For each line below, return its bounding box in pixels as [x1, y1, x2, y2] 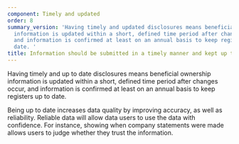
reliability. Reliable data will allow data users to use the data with [7, 113, 196, 121]
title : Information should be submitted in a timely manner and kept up [7, 50, 228, 57]
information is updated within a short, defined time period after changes [7, 77, 218, 85]
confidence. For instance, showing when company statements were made [7, 121, 224, 129]
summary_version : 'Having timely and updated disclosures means [7, 23, 202, 31]
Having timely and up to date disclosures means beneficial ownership [7, 69, 211, 78]
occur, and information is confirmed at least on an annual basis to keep [7, 84, 216, 93]
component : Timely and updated [7, 10, 100, 18]
